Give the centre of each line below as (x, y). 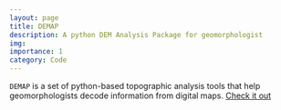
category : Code (38, 60)
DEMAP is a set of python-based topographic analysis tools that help (135, 86)
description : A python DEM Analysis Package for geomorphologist (136, 35)
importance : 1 (36, 52)
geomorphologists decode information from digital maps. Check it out (140, 95)
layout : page (34, 18)
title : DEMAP (34, 26)
